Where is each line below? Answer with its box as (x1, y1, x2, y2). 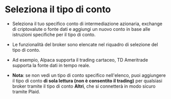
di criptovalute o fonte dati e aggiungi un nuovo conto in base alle (12, 26, 151, 32)
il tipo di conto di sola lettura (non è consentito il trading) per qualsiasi (12, 77, 162, 84)
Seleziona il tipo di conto (5, 4, 111, 15)
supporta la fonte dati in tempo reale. (12, 62, 91, 68)
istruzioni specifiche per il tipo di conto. (12, 31, 96, 37)
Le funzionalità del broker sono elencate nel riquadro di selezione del (12, 41, 158, 47)
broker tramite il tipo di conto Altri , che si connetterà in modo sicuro (12, 83, 156, 89)
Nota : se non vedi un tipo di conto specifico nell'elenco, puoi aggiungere (12, 72, 166, 78)
